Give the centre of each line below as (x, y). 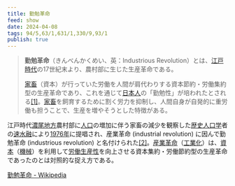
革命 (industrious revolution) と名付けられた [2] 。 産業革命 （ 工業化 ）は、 (117, 143)
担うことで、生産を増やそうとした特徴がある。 (104, 110)
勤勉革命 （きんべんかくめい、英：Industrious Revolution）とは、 (118, 61)
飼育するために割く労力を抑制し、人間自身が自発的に (138, 101)
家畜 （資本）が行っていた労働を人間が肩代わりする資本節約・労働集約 (126, 84)
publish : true (28, 40)
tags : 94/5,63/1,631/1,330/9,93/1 (58, 33)
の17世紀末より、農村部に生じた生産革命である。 (107, 69)
